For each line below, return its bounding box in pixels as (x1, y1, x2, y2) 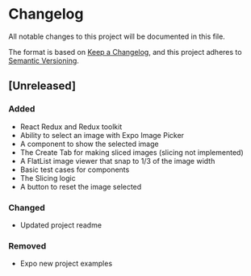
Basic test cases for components (19, 165, 130, 174)
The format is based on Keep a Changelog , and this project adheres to (8, 47, 242, 56)
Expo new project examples (19, 259, 113, 269)
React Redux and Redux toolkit (19, 122, 123, 132)
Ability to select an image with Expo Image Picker (19, 130, 184, 140)
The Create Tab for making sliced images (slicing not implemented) (19, 147, 244, 157)
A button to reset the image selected (19, 182, 142, 191)
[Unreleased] (8, 79, 77, 93)
